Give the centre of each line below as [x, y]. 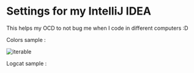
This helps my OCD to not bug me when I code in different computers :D [97, 28]
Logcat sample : [27, 63]
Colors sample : [26, 40]
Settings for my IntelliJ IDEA [79, 11]
